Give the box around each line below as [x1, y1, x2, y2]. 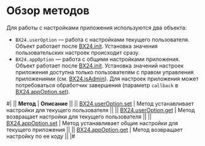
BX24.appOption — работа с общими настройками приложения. [15, 55, 180, 63]
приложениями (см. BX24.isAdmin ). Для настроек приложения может [15, 75, 199, 82]
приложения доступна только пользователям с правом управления [15, 68, 194, 75]
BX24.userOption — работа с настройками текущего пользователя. [15, 36, 190, 43]
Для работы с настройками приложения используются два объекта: [6, 24, 187, 31]
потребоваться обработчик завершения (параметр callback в [15, 81, 179, 89]
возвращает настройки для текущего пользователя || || [6, 113, 152, 120]
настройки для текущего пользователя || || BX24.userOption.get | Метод [6, 106, 195, 113]
